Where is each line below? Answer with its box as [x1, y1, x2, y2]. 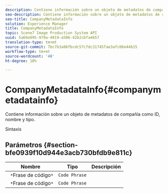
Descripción [91, 163, 121, 170]
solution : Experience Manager [5, 21, 68, 26]
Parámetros [5, 141, 42, 149]
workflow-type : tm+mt [5, 49, 50, 54]
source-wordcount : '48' [5, 53, 55, 59]
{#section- [43, 141, 78, 149]
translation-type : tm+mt [5, 40, 57, 45]
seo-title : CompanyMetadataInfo [5, 16, 72, 21]
